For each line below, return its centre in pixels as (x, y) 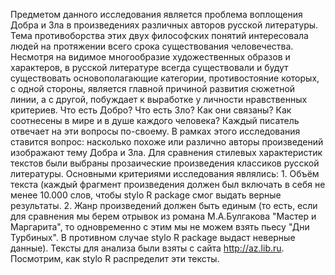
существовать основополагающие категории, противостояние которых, (165, 78)
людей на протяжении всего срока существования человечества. (152, 46)
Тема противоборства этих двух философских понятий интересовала (159, 35)
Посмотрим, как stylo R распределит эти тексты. (115, 258)
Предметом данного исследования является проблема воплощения (156, 14)
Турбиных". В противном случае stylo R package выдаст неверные (153, 237)
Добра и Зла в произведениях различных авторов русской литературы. (164, 25)
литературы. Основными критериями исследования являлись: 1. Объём (165, 173)
